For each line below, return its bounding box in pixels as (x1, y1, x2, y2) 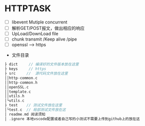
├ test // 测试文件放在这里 (4, 103, 62, 108)
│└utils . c (4, 98, 25, 103)
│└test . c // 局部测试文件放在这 (4, 107, 66, 112)
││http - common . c (4, 75, 38, 81)
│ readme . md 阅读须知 (4, 112, 46, 117)
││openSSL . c (4, 84, 29, 89)
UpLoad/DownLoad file (11, 31, 59, 37)
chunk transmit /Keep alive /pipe (11, 36, 77, 42)
